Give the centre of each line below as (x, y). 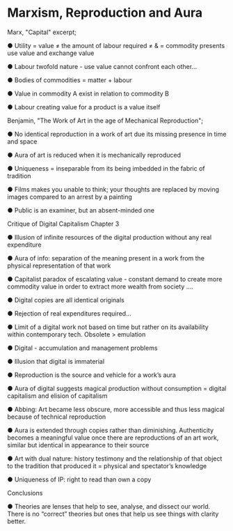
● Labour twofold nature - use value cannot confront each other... (102, 66)
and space (22, 141)
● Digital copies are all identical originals (66, 300)
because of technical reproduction (57, 417)
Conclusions (25, 493)
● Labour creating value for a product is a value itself (84, 107)
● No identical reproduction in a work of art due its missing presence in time (117, 134)
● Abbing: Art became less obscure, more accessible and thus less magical (116, 409)
